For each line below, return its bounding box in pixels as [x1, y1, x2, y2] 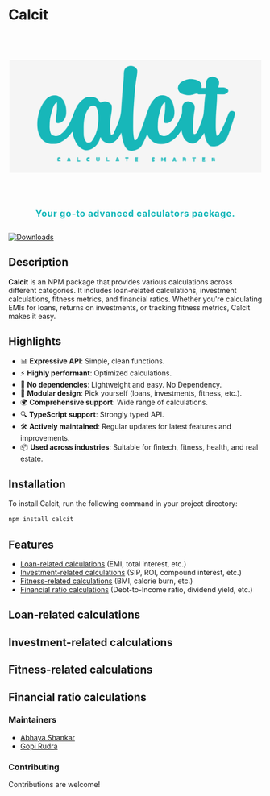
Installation [8, 477, 66, 491]
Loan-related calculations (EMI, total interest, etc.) [19, 558, 187, 569]
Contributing [8, 761, 60, 773]
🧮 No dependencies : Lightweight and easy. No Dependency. [19, 380, 222, 390]
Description [8, 255, 69, 269]
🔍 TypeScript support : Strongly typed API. [19, 409, 164, 420]
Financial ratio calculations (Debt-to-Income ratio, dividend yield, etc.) [19, 584, 253, 594]
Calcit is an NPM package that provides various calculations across [8, 276, 233, 287]
